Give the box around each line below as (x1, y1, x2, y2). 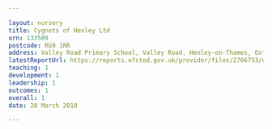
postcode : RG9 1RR (8, 41, 70, 49)
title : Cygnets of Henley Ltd (8, 26, 111, 35)
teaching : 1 (8, 64, 49, 73)
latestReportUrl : (8, 56, 67, 64)
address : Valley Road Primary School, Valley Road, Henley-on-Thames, (8, 49, 252, 57)
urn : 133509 (8, 34, 49, 42)
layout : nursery (8, 19, 63, 27)
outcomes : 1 (8, 86, 49, 94)
